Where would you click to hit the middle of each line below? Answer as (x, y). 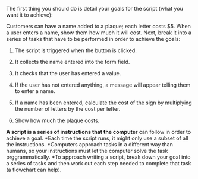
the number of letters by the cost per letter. (67, 109)
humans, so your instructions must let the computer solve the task (87, 151)
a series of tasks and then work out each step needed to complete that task (99, 163)
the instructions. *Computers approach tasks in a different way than (90, 144)
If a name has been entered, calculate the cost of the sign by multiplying (103, 103)
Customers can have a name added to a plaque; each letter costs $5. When (99, 26)
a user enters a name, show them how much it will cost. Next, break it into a (99, 33)
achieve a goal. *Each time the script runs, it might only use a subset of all (97, 138)
